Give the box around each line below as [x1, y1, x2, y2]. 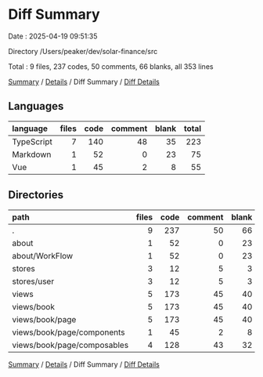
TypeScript [12, 136, 52, 147]
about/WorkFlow [12, 250, 74, 261]
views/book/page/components [12, 327, 125, 338]
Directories [8, 188, 64, 201]
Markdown [12, 149, 52, 160]
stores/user [12, 276, 55, 287]
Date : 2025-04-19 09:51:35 [8, 31, 98, 41]
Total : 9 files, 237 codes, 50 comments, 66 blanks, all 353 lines [8, 61, 214, 71]
